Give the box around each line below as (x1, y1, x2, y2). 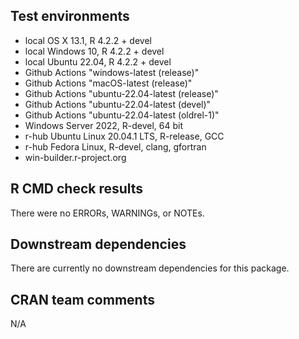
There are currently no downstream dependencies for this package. (10, 262, 290, 274)
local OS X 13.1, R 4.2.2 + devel (24, 34, 152, 46)
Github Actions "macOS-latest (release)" (24, 77, 193, 89)
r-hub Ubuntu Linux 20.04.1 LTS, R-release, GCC (24, 130, 225, 142)
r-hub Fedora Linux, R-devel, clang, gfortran (24, 140, 207, 153)
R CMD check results (10, 180, 144, 198)
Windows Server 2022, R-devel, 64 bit (24, 119, 184, 131)
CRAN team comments (10, 291, 155, 308)
